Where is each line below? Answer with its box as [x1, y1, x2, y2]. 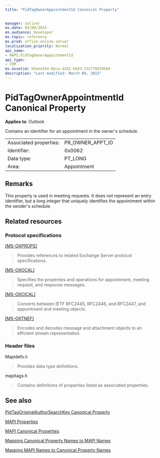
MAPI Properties [5, 419, 38, 425]
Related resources [5, 217, 62, 226]
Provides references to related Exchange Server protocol [17, 253, 132, 259]
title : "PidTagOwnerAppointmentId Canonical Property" [5, 7, 119, 12]
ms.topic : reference [5, 35, 47, 40]
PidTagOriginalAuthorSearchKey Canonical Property [5, 410, 110, 415]
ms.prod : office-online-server [5, 39, 69, 44]
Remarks [5, 180, 33, 188]
